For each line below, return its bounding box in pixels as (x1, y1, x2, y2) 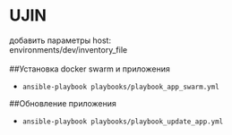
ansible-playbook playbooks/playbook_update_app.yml (21, 117, 224, 126)
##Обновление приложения (9, 97, 116, 108)
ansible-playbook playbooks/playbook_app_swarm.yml (21, 82, 219, 91)
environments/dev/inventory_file (9, 44, 128, 55)
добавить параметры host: (9, 35, 112, 46)
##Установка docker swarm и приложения (9, 63, 170, 74)
